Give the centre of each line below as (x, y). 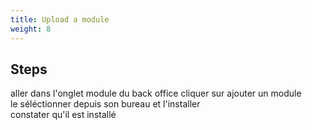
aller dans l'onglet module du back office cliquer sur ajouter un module (156, 93)
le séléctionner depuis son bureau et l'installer (105, 104)
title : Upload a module (60, 19)
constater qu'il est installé (63, 115)
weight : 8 (31, 29)
